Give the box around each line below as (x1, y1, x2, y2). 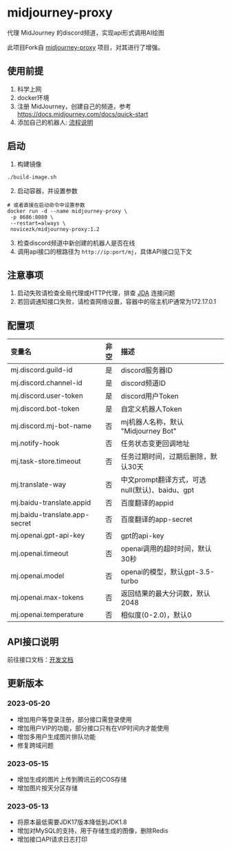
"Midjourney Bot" (120, 426, 177, 436)
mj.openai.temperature (10, 610, 84, 620)
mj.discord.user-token (10, 391, 84, 401)
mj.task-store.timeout (10, 456, 81, 466)
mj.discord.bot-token (10, 404, 80, 414)
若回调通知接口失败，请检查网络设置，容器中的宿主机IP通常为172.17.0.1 (16, 298, 217, 306)
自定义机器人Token (120, 405, 182, 414)
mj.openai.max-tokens (10, 593, 84, 603)
